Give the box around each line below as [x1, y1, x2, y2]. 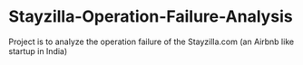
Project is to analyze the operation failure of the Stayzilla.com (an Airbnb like [8, 36, 295, 47]
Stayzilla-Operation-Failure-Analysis [8, 6, 293, 27]
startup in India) [8, 45, 68, 56]
